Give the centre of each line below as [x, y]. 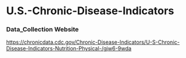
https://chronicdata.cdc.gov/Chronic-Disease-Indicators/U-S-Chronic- [93, 42]
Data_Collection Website [43, 30]
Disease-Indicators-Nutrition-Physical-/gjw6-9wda [69, 49]
